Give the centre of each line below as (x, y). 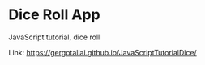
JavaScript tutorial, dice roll (54, 37)
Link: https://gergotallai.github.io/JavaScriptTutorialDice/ (102, 52)
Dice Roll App (54, 15)
